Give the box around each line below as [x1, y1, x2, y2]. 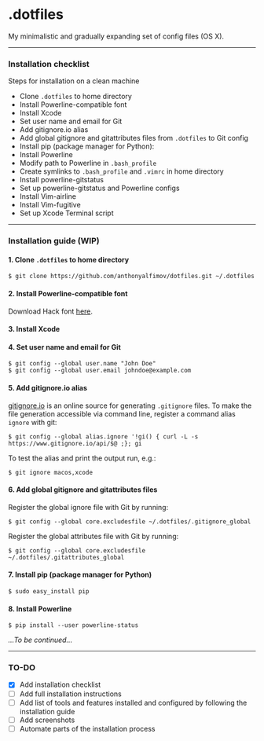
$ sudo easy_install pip [8, 587, 90, 595]
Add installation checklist [19, 680, 101, 689]
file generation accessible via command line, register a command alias [8, 409, 236, 418]
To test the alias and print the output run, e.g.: [8, 453, 156, 463]
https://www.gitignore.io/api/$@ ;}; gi [8, 439, 143, 447]
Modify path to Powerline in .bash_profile [19, 159, 157, 168]
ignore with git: [8, 417, 57, 427]
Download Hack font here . [8, 306, 93, 316]
